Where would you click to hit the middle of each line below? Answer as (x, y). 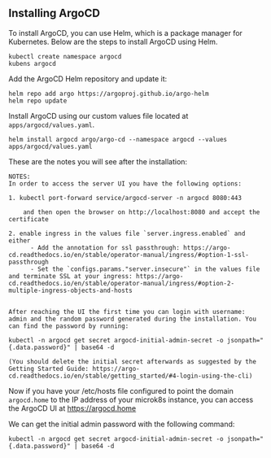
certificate (28, 219)
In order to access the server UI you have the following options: (125, 183)
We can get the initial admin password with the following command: (122, 424)
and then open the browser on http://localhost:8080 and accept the (142, 212)
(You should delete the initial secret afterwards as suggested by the (132, 361)
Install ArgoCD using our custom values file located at (98, 116)
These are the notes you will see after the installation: (98, 161)
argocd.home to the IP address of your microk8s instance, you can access (131, 399)
